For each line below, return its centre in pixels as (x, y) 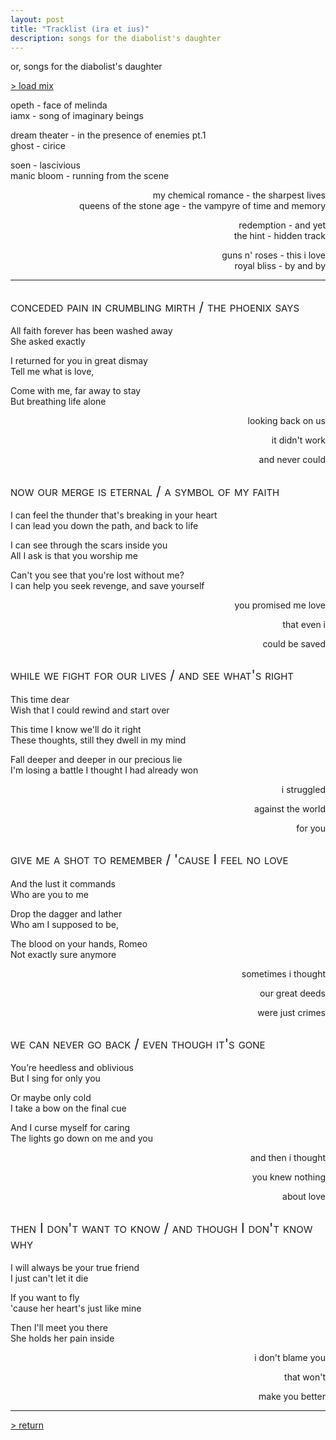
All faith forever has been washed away (91, 331)
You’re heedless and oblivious (72, 1068)
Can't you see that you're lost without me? (97, 575)
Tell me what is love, (52, 372)
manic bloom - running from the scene (90, 176)
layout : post (37, 19)
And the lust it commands (63, 883)
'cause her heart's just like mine (76, 1308)
